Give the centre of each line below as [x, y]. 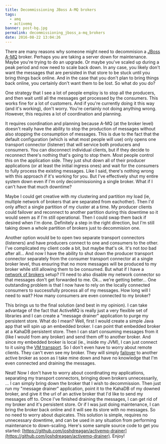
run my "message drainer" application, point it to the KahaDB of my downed [83, 388]
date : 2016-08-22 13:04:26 [33, 38]
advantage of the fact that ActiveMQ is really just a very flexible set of [76, 310]
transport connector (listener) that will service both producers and [73, 144]
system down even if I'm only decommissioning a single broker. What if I [79, 181]
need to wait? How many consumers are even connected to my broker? [78, 295]
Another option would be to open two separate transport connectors [75, 237]
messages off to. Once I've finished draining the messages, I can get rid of [81, 399]
